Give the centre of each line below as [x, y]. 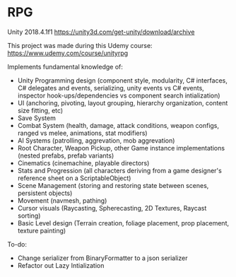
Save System [37, 118]
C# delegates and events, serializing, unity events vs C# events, [111, 88]
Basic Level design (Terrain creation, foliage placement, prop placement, [123, 223]
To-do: [17, 244]
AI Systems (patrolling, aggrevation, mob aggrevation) [96, 140]
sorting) [29, 216]
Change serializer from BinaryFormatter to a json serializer [102, 258]
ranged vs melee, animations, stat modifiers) [82, 133]
